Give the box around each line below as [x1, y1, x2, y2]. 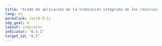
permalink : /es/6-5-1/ [5, 16, 51, 21]
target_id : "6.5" [5, 34, 40, 39]
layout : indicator [5, 25, 42, 30]
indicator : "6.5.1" [5, 29, 45, 34]
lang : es [5, 11, 23, 16]
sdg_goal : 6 [5, 20, 29, 25]
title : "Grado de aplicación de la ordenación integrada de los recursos [5, 7, 158, 12]
